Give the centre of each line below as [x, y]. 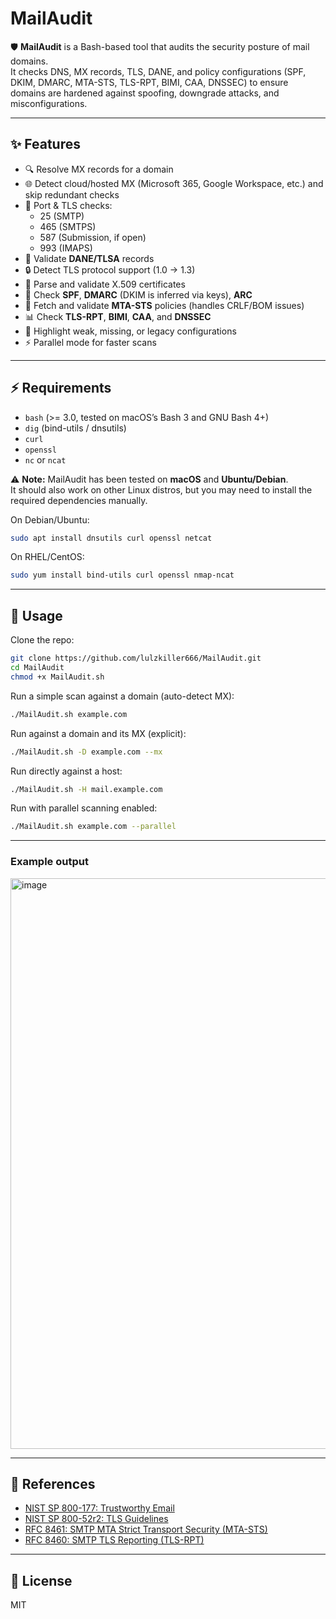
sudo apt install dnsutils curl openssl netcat [111, 538]
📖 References [53, 1483]
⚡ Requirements [61, 388]
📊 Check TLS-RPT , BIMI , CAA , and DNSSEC [118, 316]
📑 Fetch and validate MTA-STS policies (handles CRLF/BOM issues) [164, 305]
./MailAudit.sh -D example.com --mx [86, 752]
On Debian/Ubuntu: [50, 519]
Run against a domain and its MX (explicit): [98, 733]
